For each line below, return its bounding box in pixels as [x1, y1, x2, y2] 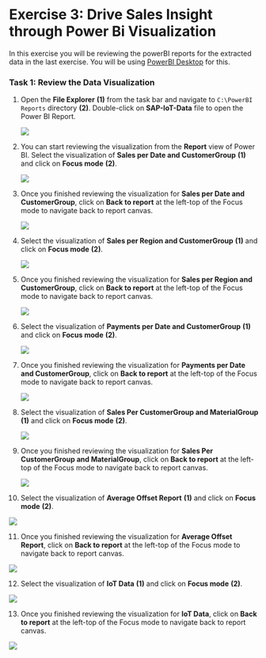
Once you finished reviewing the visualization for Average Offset [20, 532, 233, 541]
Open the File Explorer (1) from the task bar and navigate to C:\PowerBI [20, 95, 253, 105]
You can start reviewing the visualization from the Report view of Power [20, 142, 256, 151]
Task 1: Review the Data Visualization [9, 77, 155, 88]
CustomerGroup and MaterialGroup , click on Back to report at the [20, 454, 239, 465]
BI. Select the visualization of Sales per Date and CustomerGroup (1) [20, 151, 246, 160]
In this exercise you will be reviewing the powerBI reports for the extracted [9, 48, 252, 58]
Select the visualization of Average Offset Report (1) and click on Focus [20, 493, 256, 503]
